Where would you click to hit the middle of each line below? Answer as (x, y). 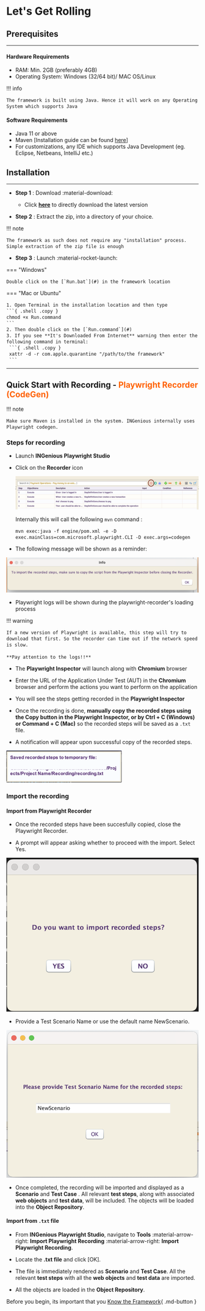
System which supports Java (42, 107)
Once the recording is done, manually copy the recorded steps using (103, 711)
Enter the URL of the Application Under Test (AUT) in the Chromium (100, 680)
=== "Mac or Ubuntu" (34, 293)
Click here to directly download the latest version (86, 205)
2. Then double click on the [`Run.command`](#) (69, 330)
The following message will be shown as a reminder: (81, 549)
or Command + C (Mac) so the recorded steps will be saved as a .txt (103, 724)
